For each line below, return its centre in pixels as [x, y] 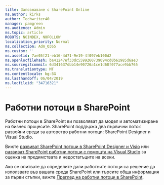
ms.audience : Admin [25, 28]
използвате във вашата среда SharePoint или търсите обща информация [82, 172]
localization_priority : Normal [37, 42]
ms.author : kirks [23, 14]
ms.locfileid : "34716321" [32, 83]
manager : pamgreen [24, 23]
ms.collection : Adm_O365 [31, 46]
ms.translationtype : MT [30, 70]
